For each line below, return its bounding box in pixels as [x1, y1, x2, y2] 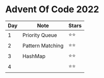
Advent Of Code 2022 [5, 4, 99, 15]
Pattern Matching [22, 42, 64, 49]
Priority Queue [22, 32, 57, 39]
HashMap [22, 53, 46, 60]
